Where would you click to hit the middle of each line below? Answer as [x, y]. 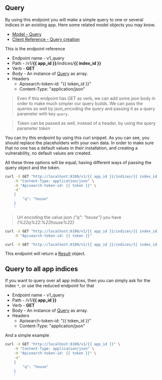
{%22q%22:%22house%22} [46, 222]
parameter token [33, 128]
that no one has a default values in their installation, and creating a [72, 148]
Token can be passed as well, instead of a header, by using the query [86, 123]
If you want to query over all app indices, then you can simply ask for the [78, 281]
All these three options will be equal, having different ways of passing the [78, 162]
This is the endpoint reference [35, 48]
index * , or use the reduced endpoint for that [50, 286]
